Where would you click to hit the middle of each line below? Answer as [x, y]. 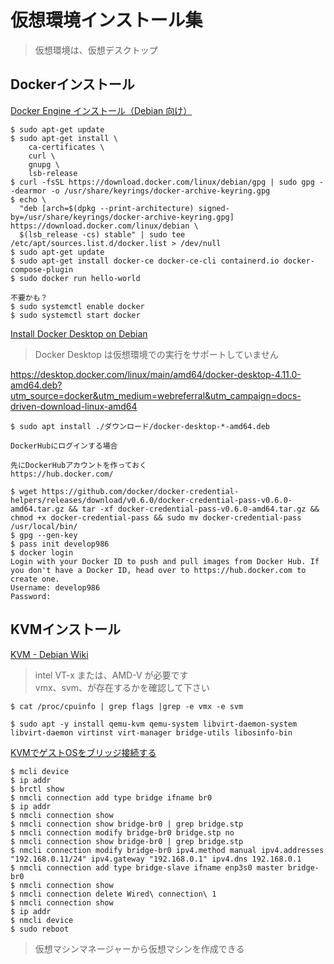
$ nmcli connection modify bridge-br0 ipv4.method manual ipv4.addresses [167, 850]
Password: [31, 596]
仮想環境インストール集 [106, 20]
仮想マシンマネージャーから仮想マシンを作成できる [139, 948]
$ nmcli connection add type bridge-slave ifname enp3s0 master [147, 867]
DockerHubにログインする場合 [64, 446]
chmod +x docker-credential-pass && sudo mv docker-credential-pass [156, 517]
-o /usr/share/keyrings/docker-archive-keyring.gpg [160, 191]
